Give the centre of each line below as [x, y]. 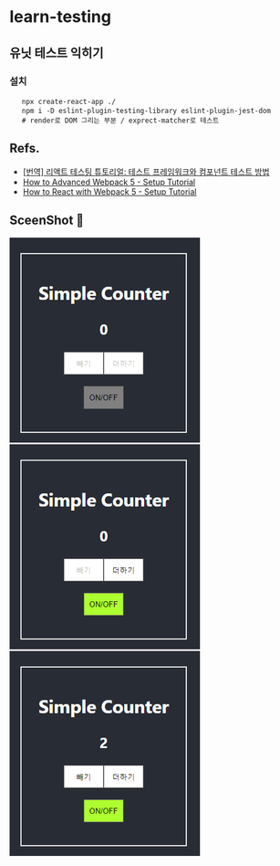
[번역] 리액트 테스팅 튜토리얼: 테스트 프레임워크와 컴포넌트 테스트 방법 [146, 172]
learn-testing [61, 17]
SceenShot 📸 [47, 221]
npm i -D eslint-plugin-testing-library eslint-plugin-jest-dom [146, 111]
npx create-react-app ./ [69, 101]
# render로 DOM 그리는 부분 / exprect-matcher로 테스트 [120, 121]
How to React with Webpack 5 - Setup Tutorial [109, 191]
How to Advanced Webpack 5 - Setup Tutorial [109, 182]
